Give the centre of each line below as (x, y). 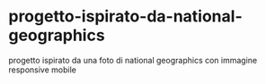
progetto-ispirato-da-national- (126, 17)
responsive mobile (43, 70)
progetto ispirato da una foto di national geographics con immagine (133, 60)
